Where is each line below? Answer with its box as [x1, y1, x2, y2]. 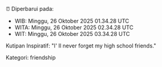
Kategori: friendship [6, 54, 56, 61]
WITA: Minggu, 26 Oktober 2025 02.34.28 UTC [14, 24, 134, 31]
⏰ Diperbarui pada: [6, 5, 54, 12]
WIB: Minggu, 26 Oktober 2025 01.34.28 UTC [14, 18, 130, 24]
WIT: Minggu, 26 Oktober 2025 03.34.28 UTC [14, 30, 130, 37]
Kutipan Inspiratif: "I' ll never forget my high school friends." [6, 42, 156, 49]
